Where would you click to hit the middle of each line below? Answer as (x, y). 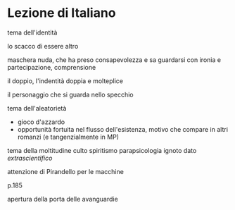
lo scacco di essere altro (43, 46)
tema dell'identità (32, 32)
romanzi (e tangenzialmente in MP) (68, 137)
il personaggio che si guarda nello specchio (70, 94)
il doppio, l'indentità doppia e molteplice (65, 81)
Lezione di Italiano (62, 13)
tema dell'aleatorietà (37, 108)
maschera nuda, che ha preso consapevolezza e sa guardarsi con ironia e (114, 60)
